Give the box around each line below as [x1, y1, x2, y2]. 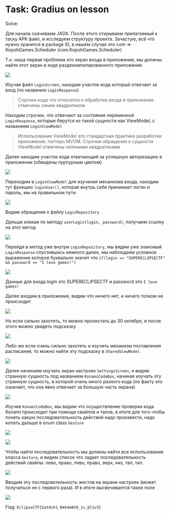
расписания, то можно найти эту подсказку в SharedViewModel [5, 348, 140, 354]
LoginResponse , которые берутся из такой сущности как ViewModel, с [5, 118, 155, 124]
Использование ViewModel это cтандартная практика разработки [17, 133, 162, 139]
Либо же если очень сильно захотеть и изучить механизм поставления [5, 342, 161, 348]
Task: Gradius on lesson [5, 4, 109, 15]
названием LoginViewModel [5, 123, 63, 129]
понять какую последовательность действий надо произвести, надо [5, 414, 155, 420]
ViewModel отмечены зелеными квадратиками [17, 144, 121, 150]
